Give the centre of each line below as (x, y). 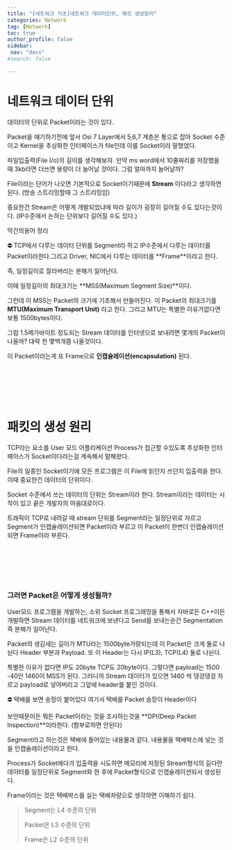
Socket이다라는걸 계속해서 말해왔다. (80, 456)
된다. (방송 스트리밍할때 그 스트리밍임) (59, 192)
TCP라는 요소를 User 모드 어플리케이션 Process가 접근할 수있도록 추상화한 (108, 447)
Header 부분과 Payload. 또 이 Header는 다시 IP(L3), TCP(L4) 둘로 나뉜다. (121, 652)
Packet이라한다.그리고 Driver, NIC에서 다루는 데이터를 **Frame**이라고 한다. (113, 256)
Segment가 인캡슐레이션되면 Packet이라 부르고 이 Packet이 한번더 (98, 526)
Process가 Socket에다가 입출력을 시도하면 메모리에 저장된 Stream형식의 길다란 (115, 763)
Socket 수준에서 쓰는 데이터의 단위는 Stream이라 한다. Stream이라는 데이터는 (113, 494)
